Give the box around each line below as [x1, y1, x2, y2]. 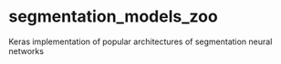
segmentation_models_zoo [8, 6, 218, 27]
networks [8, 45, 45, 56]
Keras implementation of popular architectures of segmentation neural [8, 36, 273, 47]
